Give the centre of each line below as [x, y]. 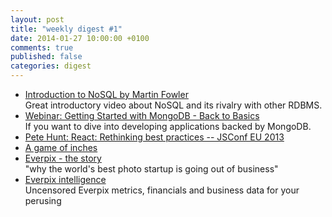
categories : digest [51, 66]
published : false [46, 57]
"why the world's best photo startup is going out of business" [151, 169]
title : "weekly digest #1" [66, 29]
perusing [43, 200]
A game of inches [61, 147]
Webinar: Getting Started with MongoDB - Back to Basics [142, 115]
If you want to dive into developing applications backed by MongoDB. [168, 126]
